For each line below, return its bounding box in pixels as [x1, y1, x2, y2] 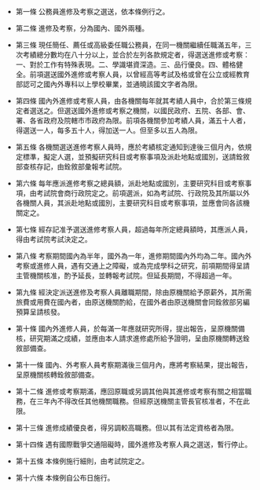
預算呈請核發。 [15, 307, 64, 316]
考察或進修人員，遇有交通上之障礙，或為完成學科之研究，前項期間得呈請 [15, 261, 250, 270]
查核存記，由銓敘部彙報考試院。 [22, 162, 126, 171]
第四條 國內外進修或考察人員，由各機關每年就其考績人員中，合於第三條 [15, 97, 245, 105]
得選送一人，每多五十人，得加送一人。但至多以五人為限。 [15, 126, 202, 135]
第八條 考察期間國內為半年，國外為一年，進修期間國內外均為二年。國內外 [15, 251, 252, 261]
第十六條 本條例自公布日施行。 [15, 474, 115, 482]
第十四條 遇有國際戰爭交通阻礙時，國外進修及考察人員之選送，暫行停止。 [15, 440, 252, 449]
